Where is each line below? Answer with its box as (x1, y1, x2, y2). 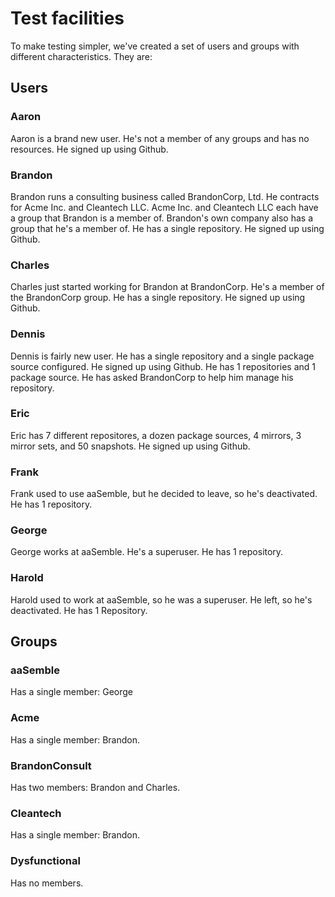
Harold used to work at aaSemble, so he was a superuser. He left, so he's (10, 593, 313, 606)
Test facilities (10, 7, 125, 30)
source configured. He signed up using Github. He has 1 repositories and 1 (10, 360, 317, 372)
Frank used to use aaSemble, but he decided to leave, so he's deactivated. (10, 488, 318, 500)
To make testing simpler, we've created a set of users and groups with (10, 40, 300, 52)
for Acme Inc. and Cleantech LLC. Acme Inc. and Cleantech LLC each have (10, 201, 319, 213)
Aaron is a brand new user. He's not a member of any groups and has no (10, 132, 310, 144)
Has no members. (10, 877, 84, 889)
